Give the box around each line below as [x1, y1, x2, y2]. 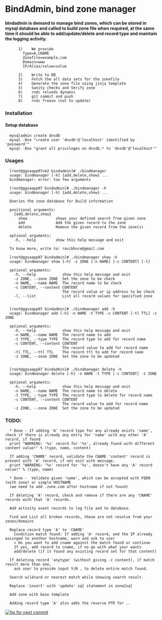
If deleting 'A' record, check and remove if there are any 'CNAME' [9, 493, 153, 498]
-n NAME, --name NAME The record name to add [14, 332, 111, 337]
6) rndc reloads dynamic [18, 90, 76, 95]
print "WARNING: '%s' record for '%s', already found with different [9, 441, 155, 447]
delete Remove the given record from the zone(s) [18, 224, 144, 230]
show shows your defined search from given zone [18, 216, 146, 221]
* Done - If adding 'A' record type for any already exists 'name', [9, 428, 153, 433]
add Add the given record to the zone [18, 220, 126, 225]
